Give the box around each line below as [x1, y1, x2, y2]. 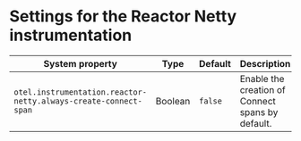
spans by [239, 105, 279, 118]
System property [43, 57, 118, 70]
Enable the [239, 72, 285, 85]
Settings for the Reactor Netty [9, 6, 237, 27]
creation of [239, 83, 286, 95]
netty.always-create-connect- [13, 95, 143, 106]
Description [239, 57, 291, 70]
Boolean [155, 95, 191, 107]
